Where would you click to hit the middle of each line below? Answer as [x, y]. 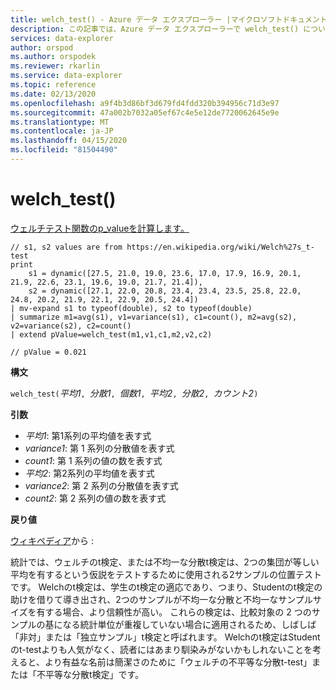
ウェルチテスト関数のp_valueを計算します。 [100, 228]
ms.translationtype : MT [60, 122]
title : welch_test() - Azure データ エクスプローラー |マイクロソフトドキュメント [169, 19]
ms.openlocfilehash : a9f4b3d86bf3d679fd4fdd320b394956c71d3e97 [145, 103]
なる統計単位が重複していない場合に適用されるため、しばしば [189, 624]
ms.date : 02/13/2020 [53, 94]
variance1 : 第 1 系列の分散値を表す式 [99, 448]
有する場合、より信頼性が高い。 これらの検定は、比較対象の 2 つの [174, 612]
